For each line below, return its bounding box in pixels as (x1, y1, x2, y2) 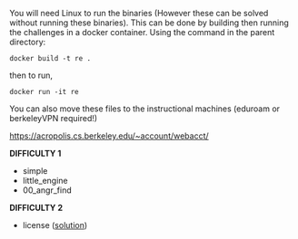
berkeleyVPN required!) (9, 113, 98, 123)
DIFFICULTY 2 (9, 203, 64, 213)
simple (22, 166, 48, 176)
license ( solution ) (22, 220, 88, 230)
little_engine (22, 176, 68, 186)
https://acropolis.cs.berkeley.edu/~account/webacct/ (9, 130, 209, 141)
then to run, (9, 70, 53, 81)
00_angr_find (22, 185, 72, 196)
